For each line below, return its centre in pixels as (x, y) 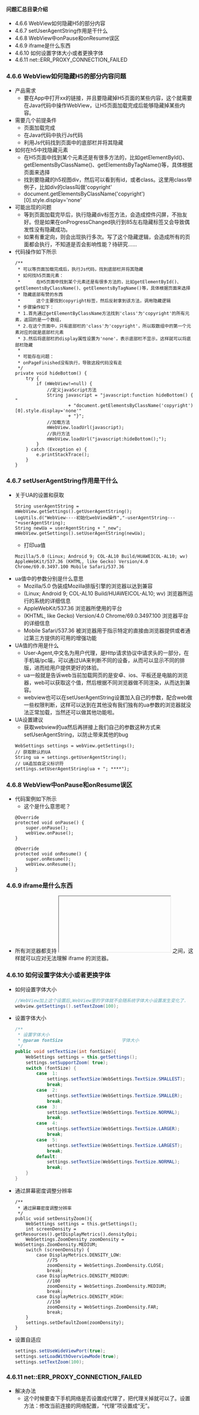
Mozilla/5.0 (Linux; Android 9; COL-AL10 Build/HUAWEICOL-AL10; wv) (101, 556)
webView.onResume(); (51, 865)
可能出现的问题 (33, 207)
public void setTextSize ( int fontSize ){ (65, 1051)
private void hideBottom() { (51, 373)
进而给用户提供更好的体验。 (68, 667)
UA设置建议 (29, 720)
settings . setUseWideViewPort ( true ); (60, 1351)
